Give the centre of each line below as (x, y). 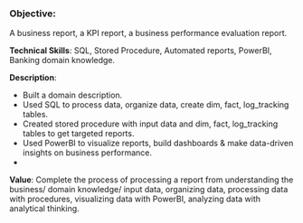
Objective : (33, 14)
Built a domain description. (72, 95)
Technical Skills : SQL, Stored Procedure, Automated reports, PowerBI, (141, 51)
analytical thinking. (44, 209)
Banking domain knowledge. (62, 60)
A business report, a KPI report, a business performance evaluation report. (148, 33)
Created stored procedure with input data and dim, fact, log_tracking (150, 124)
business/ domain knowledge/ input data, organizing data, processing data (149, 190)
